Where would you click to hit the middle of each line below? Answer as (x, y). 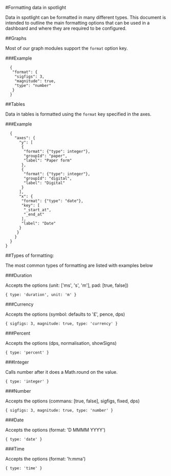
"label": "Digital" (45, 183)
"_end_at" (34, 214)
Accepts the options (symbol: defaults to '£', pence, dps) (65, 314)
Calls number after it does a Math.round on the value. (61, 372)
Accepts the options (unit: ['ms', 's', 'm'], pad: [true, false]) (67, 285)
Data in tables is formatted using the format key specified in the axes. (79, 114)
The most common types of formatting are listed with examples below (79, 265)
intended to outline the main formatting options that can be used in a (78, 23)
